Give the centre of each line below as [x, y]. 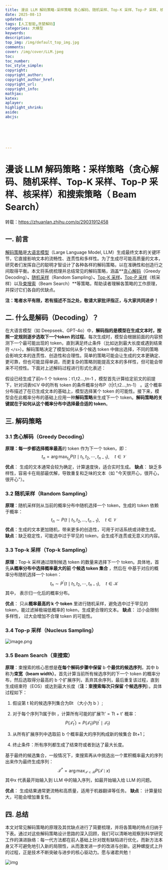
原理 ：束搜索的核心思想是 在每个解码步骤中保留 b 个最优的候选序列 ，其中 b [82, 667]
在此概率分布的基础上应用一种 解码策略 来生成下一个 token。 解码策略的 [86, 397]
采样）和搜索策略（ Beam [84, 194]
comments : [15, 47]
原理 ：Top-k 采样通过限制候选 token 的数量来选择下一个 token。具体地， [80, 562]
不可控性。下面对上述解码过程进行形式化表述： [57, 368]
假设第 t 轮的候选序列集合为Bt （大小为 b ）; [58, 703]
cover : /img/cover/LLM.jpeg [34, 52]
